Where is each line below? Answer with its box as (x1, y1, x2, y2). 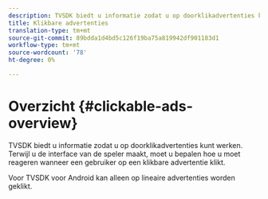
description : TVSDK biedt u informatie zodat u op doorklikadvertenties (8, 11, 255, 20)
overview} (8, 115, 78, 132)
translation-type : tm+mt (8, 26, 91, 34)
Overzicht (8, 97, 76, 115)
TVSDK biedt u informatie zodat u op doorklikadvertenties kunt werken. (8, 140, 243, 150)
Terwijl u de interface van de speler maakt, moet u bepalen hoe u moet (8, 149, 241, 158)
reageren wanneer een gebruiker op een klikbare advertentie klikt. (8, 157, 226, 167)
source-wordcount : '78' (8, 49, 88, 57)
